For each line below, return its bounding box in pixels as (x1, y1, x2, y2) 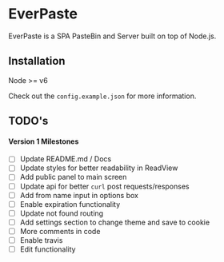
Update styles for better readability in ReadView (19, 163, 178, 173)
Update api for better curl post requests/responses (19, 181, 190, 191)
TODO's (8, 114, 49, 128)
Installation (8, 54, 66, 68)
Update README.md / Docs (19, 154, 112, 164)
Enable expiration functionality (19, 199, 121, 208)
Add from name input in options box (19, 190, 138, 200)
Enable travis (19, 235, 63, 244)
